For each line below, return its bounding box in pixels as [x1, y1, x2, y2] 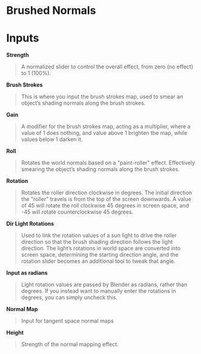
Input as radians [6, 269, 48, 277]
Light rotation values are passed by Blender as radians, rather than [21, 281, 188, 288]
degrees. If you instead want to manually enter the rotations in [21, 287, 176, 295]
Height [6, 329, 24, 336]
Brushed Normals [6, 4, 96, 18]
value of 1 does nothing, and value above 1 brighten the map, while [21, 129, 188, 137]
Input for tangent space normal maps [21, 317, 114, 324]
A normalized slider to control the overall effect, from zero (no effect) [21, 63, 194, 70]
